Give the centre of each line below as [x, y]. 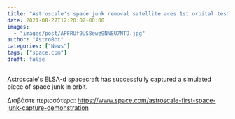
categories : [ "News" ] [39, 46]
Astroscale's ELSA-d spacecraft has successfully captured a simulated [109, 79]
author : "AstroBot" [36, 40]
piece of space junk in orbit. [48, 86]
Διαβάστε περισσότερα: [42, 100]
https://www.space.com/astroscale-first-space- [147, 100]
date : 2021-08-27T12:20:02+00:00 [56, 20]
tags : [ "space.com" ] [37, 53]
